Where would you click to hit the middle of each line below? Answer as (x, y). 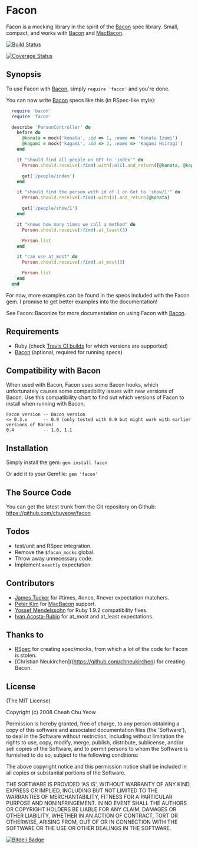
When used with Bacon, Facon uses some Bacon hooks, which (82, 385)
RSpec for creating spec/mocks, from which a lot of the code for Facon (101, 649)
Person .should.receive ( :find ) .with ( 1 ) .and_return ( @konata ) (95, 198)
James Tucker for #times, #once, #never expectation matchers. (92, 597)
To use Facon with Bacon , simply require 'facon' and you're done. (88, 89)
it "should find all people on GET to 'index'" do (80, 160)
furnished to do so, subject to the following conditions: (72, 755)
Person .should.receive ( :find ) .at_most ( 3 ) (73, 263)
